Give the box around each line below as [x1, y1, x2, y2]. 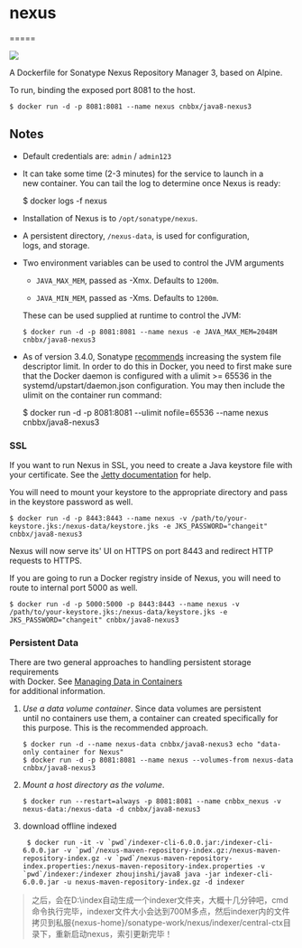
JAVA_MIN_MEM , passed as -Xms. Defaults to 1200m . [35, 292, 219, 303]
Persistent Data [9, 636, 79, 649]
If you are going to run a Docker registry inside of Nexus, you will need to [9, 573, 281, 584]
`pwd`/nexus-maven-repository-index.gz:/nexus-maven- [75, 846, 281, 856]
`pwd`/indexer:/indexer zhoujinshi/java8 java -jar [22, 870, 221, 879]
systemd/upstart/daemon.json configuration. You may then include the [22, 380, 286, 390]
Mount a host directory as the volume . [22, 780, 165, 791]
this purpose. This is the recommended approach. [22, 722, 209, 734]
